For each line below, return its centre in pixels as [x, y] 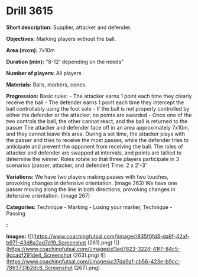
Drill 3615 [30, 11]
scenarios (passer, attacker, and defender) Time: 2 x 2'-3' [77, 165]
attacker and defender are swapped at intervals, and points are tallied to [94, 153]
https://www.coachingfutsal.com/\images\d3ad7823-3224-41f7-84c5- [94, 249]
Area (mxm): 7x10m [30, 50]
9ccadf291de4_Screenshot [39, 255]
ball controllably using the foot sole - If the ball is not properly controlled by [98, 108]
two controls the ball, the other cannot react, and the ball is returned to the [97, 121]
